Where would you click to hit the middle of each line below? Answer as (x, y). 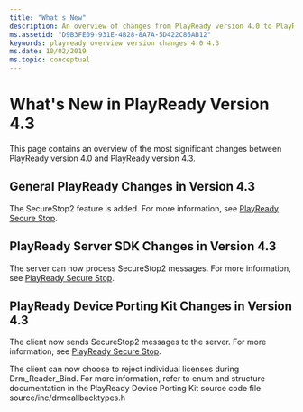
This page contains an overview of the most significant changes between (146, 148)
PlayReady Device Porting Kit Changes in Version (151, 306)
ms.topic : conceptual (50, 60)
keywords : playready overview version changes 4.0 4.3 (115, 43)
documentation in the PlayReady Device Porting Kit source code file (135, 389)
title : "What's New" (48, 18)
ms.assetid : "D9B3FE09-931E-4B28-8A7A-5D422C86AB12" (110, 34)
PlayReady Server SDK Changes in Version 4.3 (143, 246)
